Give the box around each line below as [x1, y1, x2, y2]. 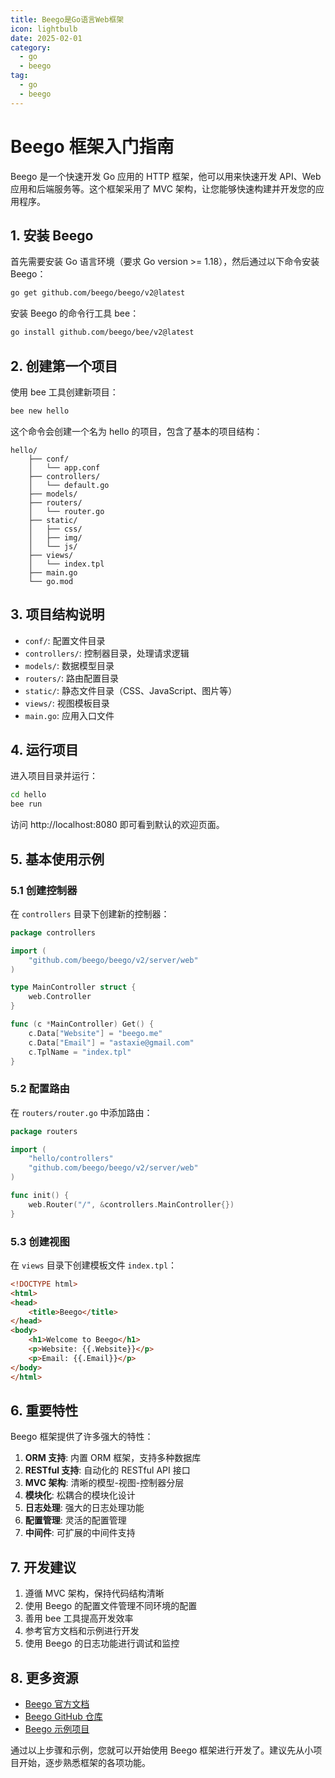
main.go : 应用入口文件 [24, 709, 115, 721]
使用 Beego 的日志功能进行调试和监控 [24, 1637, 180, 1650]
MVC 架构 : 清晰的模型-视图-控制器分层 [24, 1477, 185, 1489]
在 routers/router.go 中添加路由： [10, 1106, 153, 1118]
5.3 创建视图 [10, 1234, 70, 1248]
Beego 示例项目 [24, 1723, 90, 1735]
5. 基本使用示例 [10, 851, 105, 868]
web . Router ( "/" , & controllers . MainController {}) [28, 1199, 235, 1210]
